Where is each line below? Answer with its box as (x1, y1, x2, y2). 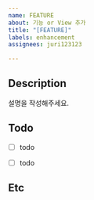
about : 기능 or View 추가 (8, 19, 86, 27)
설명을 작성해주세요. (8, 98, 69, 107)
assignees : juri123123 (8, 41, 82, 49)
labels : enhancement (8, 33, 76, 42)
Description (8, 76, 67, 90)
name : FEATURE (8, 11, 55, 20)
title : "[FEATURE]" (8, 26, 72, 34)
